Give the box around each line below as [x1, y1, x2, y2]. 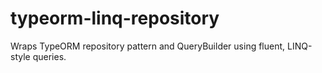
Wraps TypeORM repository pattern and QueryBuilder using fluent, [10, 40, 286, 52]
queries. [32, 50, 67, 62]
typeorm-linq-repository [10, 7, 220, 30]
